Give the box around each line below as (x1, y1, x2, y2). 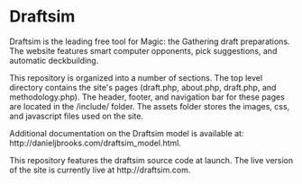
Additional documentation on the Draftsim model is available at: (9, 127, 244, 138)
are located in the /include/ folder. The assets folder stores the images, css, (9, 101, 290, 111)
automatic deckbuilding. (9, 55, 99, 66)
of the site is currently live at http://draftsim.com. (9, 164, 191, 175)
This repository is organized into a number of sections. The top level (9, 72, 263, 83)
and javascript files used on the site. (9, 110, 144, 121)
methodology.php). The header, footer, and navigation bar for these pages (9, 92, 286, 102)
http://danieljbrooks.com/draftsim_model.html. (9, 137, 182, 148)
